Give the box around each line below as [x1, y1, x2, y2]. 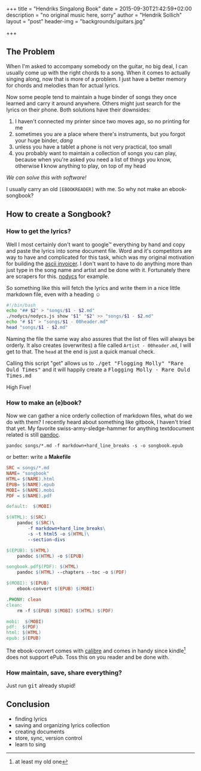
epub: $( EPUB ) [6, 635, 42, 642]
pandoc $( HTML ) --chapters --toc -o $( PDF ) [17, 569, 127, 576]
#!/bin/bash [6, 302, 36, 308]
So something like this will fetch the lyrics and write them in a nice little [6, 284, 181, 291]
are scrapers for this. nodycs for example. [6, 273, 109, 280]
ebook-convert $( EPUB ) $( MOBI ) [17, 586, 95, 592]
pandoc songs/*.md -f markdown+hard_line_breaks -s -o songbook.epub [6, 443, 184, 449]
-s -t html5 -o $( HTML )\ [28, 531, 90, 537]
